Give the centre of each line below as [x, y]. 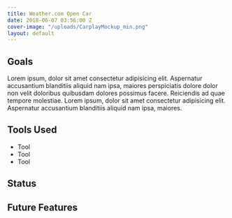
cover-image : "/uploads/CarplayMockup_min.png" [78, 27]
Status [22, 183]
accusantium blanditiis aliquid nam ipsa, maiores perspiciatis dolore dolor [113, 86]
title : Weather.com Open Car [50, 14]
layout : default [31, 33]
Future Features [43, 207]
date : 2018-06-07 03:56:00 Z [50, 20]
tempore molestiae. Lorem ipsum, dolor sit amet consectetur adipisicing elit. [116, 101]
